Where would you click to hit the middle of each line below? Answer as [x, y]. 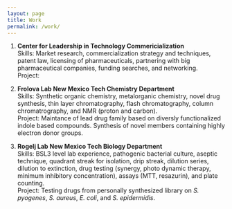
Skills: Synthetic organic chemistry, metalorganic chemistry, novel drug [118, 96]
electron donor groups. [50, 133]
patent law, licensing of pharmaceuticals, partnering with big [104, 61]
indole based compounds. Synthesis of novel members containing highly [121, 126]
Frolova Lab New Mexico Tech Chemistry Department [96, 89]
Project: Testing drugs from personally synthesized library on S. [108, 190]
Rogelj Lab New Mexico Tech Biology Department [90, 147]
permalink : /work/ [34, 26]
